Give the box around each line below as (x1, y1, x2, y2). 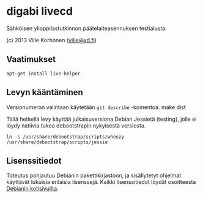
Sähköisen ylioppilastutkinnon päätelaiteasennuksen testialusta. (6, 25, 167, 32)
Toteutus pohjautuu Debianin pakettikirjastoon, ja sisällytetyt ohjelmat (6, 172, 182, 179)
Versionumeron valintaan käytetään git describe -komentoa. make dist (6, 103, 186, 111)
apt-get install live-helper (6, 70, 81, 77)
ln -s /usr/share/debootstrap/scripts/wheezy (6, 134, 124, 140)
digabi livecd (6, 4, 73, 18)
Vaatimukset (6, 54, 56, 65)
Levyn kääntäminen (6, 87, 84, 97)
